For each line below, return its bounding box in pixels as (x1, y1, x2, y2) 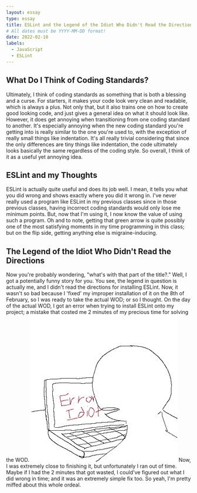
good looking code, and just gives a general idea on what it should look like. (6, 109, 189, 117)
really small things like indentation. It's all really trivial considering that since (6, 134, 189, 141)
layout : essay (6, 9, 41, 15)
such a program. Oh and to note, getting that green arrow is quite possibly (6, 217, 185, 224)
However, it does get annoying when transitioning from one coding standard (6, 116, 190, 123)
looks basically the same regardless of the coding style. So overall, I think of (6, 147, 191, 154)
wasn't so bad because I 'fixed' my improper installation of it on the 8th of (6, 290, 185, 297)
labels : (6, 40, 25, 46)
